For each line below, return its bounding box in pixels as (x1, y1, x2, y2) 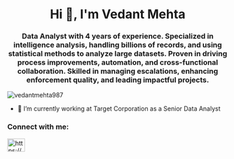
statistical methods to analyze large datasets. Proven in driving (8, 49, 228, 59)
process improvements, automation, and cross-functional (17, 57, 219, 67)
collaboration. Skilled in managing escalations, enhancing (17, 67, 219, 76)
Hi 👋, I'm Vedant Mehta (50, 6, 186, 22)
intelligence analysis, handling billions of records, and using (13, 40, 222, 50)
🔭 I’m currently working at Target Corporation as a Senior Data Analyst (17, 104, 221, 113)
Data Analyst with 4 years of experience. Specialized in (22, 32, 214, 41)
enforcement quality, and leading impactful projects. (26, 75, 209, 85)
